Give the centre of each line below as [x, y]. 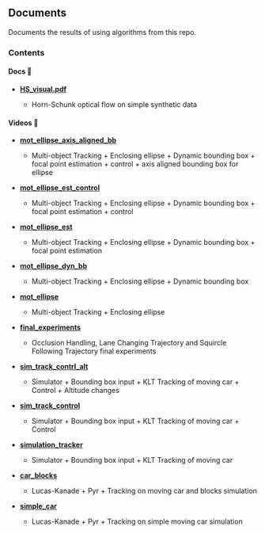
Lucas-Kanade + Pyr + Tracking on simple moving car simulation [137, 521]
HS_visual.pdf [43, 89]
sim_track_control [50, 406]
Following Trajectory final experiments [94, 351]
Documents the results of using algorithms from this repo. [102, 32]
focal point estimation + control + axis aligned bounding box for [135, 164]
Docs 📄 [20, 71]
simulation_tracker [51, 445]
